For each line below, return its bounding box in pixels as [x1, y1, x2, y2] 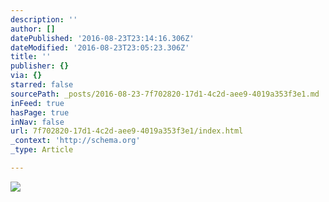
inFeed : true [10, 98, 65, 108]
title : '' [10, 52, 52, 62]
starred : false [10, 80, 74, 90]
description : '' [10, 14, 78, 25]
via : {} [10, 71, 43, 81]
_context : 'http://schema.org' [10, 136, 141, 146]
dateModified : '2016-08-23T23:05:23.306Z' [10, 42, 190, 53]
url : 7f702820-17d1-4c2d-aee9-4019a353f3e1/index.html [10, 126, 244, 136]
